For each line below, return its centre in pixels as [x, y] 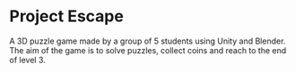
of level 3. [28, 60]
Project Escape [66, 16]
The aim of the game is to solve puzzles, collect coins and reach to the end [148, 50]
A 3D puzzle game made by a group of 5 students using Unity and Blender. [147, 41]
